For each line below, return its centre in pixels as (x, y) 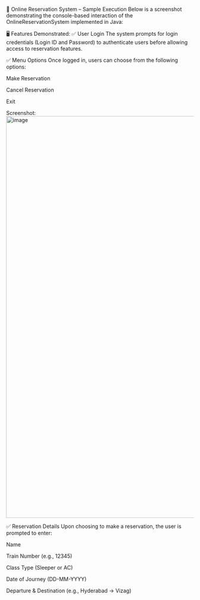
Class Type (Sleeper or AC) (40, 568)
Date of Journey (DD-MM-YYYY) (46, 579)
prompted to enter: (29, 533)
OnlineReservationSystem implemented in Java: (65, 22)
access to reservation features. (44, 49)
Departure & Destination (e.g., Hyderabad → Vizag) (69, 590)
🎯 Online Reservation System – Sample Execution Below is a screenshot (94, 9)
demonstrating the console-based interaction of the (70, 15)
